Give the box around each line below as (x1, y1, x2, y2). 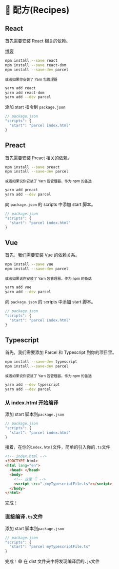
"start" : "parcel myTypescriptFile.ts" (9, 544, 91, 549)
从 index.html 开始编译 (5, 399, 59, 406)
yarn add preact (5, 187, 38, 193)
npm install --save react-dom (5, 62, 67, 68)
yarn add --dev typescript (5, 382, 60, 387)
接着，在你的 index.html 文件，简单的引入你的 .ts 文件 (5, 444, 111, 450)
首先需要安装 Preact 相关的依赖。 (5, 155, 72, 161)
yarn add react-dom (5, 90, 45, 95)
